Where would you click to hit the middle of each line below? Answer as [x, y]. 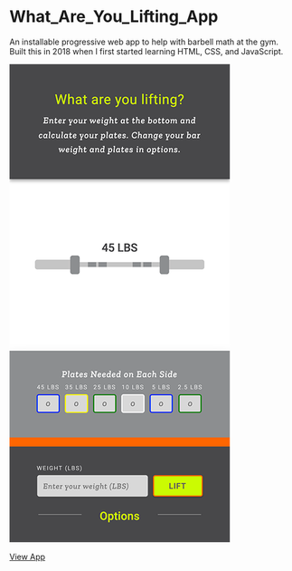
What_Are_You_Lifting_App [114, 17]
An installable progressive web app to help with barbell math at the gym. [144, 42]
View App [28, 556]
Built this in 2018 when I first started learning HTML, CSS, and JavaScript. [146, 51]
